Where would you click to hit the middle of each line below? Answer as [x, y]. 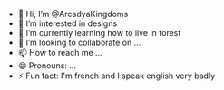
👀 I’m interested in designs [68, 23]
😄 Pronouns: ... [47, 66]
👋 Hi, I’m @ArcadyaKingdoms [73, 14]
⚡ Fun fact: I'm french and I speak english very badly [117, 76]
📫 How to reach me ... [60, 53]
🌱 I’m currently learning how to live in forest [99, 33]
